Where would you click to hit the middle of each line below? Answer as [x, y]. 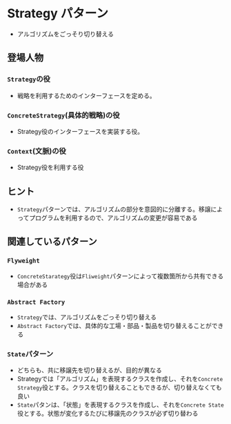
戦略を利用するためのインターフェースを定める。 [87, 95]
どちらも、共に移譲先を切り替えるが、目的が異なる [89, 370]
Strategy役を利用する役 [50, 167]
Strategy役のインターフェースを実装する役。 [80, 131]
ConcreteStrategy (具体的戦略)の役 [63, 115]
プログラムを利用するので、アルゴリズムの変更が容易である [113, 218]
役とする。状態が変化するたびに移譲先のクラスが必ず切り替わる [108, 414]
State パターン [30, 354]
